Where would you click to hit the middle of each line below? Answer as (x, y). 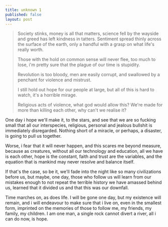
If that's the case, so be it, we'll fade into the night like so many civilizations (83, 172)
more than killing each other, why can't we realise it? (72, 110)
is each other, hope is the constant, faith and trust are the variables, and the (84, 156)
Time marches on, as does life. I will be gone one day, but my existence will (83, 198)
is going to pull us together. (33, 136)
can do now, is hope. (27, 219)
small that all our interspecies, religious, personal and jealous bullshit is (79, 125)
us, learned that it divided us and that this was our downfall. (67, 188)
